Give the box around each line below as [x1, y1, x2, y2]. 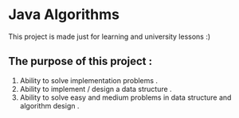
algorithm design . [19, 101, 80, 110]
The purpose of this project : [8, 55, 153, 68]
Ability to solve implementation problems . [19, 75, 158, 85]
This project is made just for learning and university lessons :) [8, 32, 211, 41]
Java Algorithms [8, 6, 120, 24]
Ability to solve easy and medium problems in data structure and [19, 93, 232, 102]
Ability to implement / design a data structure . [19, 84, 173, 93]
